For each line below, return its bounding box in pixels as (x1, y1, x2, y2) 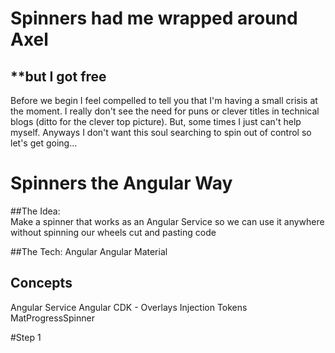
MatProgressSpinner (10, 312, 95, 324)
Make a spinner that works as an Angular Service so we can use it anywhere (10, 215, 325, 227)
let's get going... (10, 137, 78, 149)
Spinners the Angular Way (10, 172, 233, 195)
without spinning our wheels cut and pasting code (10, 226, 217, 238)
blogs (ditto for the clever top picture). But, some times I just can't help (10, 116, 302, 127)
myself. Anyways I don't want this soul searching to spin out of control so (10, 127, 312, 138)
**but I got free (10, 68, 107, 85)
